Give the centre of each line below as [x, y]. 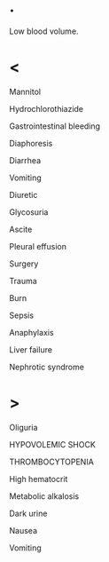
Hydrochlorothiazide [47, 108]
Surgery [24, 264]
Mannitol [25, 91]
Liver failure [31, 349]
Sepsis [21, 315]
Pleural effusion [38, 246]
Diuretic [23, 194]
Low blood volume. [44, 31]
